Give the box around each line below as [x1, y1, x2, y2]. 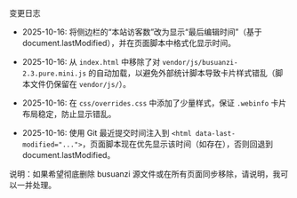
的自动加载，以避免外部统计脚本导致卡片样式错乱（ [88, 67, 276, 78]
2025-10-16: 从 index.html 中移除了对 [21, 57, 161, 67]
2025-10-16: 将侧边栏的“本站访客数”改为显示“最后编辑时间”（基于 [21, 27, 262, 37]
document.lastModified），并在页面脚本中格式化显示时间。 [21, 38, 236, 48]
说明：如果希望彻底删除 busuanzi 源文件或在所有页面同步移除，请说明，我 [9, 169, 281, 179]
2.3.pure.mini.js [21, 69, 87, 78]
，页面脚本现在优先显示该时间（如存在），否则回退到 [82, 139, 274, 149]
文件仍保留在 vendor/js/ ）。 [29, 79, 132, 89]
